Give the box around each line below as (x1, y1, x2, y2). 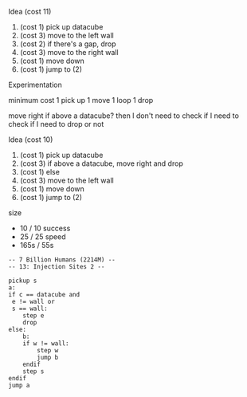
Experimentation (8, 80, 62, 89)
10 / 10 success (19, 223, 71, 233)
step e (22, 312, 45, 320)
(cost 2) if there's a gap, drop (19, 39, 117, 49)
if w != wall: (22, 340, 69, 348)
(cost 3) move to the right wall (19, 48, 119, 57)
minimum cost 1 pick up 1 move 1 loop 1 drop (8, 96, 154, 104)
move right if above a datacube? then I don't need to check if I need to (8, 111, 239, 120)
